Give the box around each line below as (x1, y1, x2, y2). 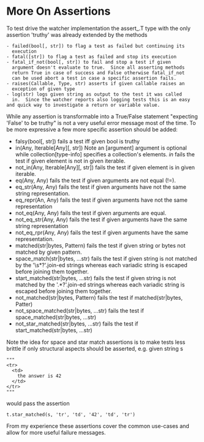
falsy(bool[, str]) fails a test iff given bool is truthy (15, 137, 140, 145)
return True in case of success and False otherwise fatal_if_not (12, 69, 185, 76)
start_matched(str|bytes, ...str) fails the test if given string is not (15, 274, 176, 281)
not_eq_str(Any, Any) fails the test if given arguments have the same (15, 216, 187, 223)
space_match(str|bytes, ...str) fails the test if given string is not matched (15, 254, 197, 262)
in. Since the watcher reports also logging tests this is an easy (12, 96, 191, 102)
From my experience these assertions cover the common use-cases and (6, 422, 190, 430)
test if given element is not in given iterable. (15, 157, 126, 164)
